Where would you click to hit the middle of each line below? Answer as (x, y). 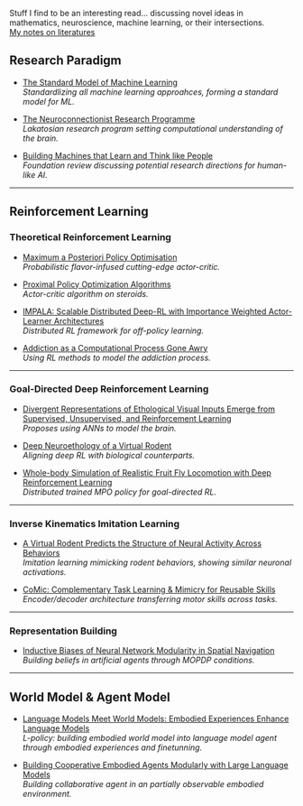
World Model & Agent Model (90, 697)
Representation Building (63, 631)
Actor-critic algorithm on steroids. (85, 293)
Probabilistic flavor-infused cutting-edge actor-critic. (121, 266)
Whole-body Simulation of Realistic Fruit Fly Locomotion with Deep (147, 472)
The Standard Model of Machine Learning (100, 82)
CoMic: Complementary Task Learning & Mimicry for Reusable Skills (149, 589)
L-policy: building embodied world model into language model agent (150, 738)
